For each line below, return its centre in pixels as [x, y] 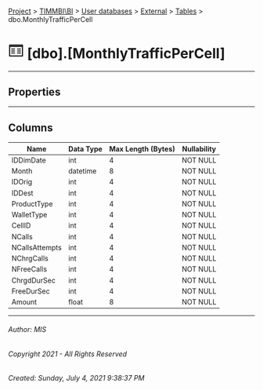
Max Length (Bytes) [142, 148]
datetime [83, 171]
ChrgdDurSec [34, 280]
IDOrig [22, 182]
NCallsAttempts [37, 247]
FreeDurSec [31, 291]
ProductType [32, 203]
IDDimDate [29, 160]
